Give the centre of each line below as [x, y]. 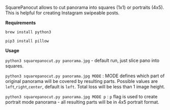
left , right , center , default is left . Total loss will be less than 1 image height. [85, 87]
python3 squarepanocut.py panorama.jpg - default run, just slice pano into [82, 60]
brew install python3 [28, 32]
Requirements [21, 23]
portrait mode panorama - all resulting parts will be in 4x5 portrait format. [82, 102]
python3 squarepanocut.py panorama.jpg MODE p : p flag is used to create [81, 96]
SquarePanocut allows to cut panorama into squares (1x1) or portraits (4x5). [85, 7]
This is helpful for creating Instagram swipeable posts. [63, 13]
